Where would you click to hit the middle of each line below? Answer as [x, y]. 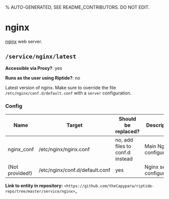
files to [123, 146]
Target [75, 125]
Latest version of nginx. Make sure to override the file [61, 87]
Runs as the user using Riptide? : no [43, 78]
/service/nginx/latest [41, 57]
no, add [124, 140]
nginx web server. [24, 41]
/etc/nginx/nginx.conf [64, 149]
